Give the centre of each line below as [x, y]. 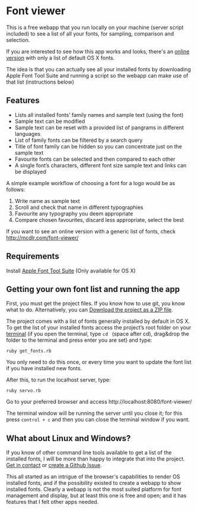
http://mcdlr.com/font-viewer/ [42, 237]
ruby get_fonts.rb [29, 351]
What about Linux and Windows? [68, 438]
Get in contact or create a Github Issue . [54, 465]
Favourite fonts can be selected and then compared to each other [95, 159]
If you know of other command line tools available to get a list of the [89, 453]
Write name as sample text [47, 201]
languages [28, 134]
